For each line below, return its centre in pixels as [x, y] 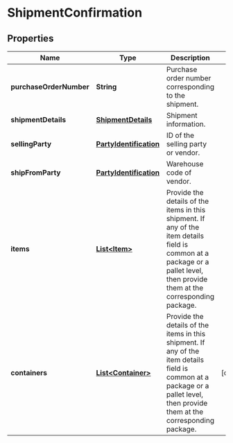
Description [190, 58]
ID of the [180, 135]
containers [29, 373]
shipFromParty [36, 173]
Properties [31, 38]
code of [179, 173]
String [106, 87]
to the [176, 95]
